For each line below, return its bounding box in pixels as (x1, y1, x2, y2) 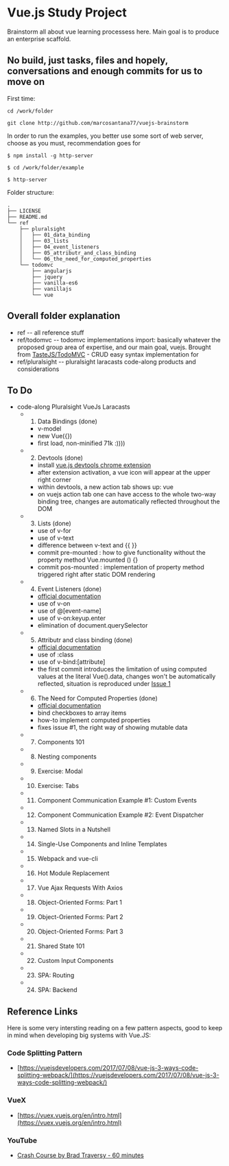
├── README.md (7, 213, 48, 220)
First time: (7, 94, 36, 102)
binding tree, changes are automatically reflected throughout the (37, 497, 221, 505)
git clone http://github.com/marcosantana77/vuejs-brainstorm (7, 119, 189, 126)
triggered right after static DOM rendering (37, 571, 156, 579)
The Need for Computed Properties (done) (37, 694, 158, 702)
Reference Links (7, 1006, 78, 1017)
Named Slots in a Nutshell (37, 825, 111, 834)
